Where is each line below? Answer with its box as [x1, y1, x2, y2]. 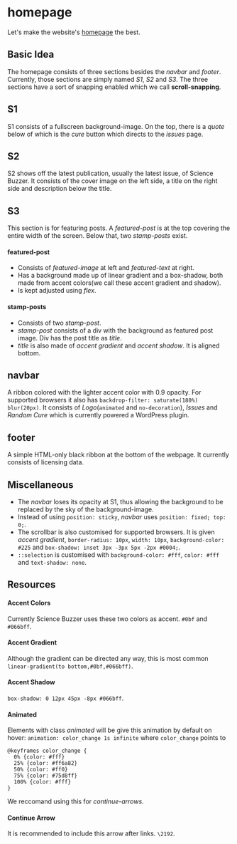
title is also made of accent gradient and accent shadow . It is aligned [17, 341, 220, 350]
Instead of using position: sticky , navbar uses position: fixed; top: [17, 513, 226, 521]
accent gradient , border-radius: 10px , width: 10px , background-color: [17, 536, 225, 544]
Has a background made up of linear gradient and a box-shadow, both [17, 271, 224, 280]
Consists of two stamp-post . [17, 318, 101, 327]
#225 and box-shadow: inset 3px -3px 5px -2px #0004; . [17, 543, 181, 552]
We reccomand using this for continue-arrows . [7, 797, 144, 806]
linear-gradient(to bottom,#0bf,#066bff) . [7, 662, 133, 670]
